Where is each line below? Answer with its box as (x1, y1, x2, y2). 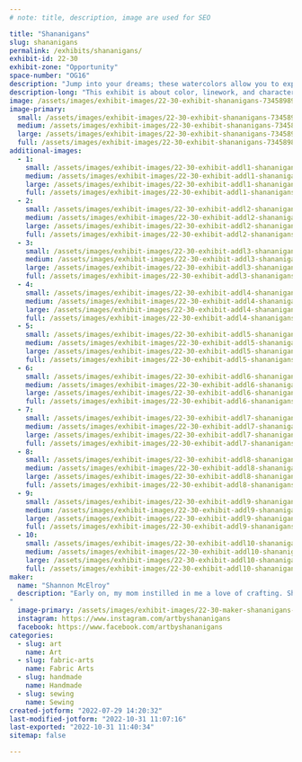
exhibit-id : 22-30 (9, 55, 78, 64)
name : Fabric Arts (25, 664, 94, 674)
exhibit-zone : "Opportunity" (9, 63, 119, 72)
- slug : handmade (17, 673, 83, 682)
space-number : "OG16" (9, 71, 91, 81)
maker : (9, 572, 34, 581)
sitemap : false (9, 731, 67, 740)
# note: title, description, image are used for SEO (9, 13, 211, 22)
